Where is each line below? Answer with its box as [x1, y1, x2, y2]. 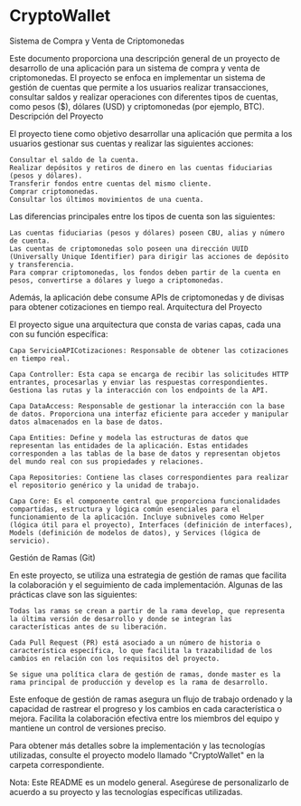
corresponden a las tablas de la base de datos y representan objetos [9, 449, 281, 458]
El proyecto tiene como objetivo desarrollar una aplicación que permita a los [9, 128, 293, 139]
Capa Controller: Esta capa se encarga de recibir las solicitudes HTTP [9, 369, 289, 379]
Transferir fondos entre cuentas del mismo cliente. [9, 178, 212, 188]
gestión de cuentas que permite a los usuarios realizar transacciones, [9, 82, 269, 92]
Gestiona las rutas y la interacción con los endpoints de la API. [9, 386, 269, 395]
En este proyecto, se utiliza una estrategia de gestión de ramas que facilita [9, 570, 287, 581]
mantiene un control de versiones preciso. [9, 722, 167, 734]
